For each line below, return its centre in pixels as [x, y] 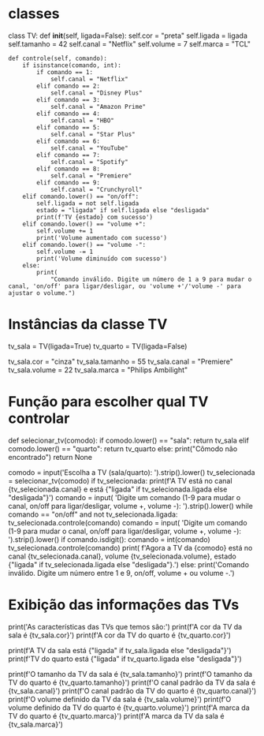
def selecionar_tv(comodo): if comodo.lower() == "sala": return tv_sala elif [129, 440]
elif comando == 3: [69, 99]
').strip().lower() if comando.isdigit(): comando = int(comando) [109, 539]
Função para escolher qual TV [108, 402]
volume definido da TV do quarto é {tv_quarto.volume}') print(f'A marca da [129, 708]
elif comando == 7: [69, 155]
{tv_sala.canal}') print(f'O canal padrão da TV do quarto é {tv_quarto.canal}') [132, 690]
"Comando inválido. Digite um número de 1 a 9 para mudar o [151, 279]
